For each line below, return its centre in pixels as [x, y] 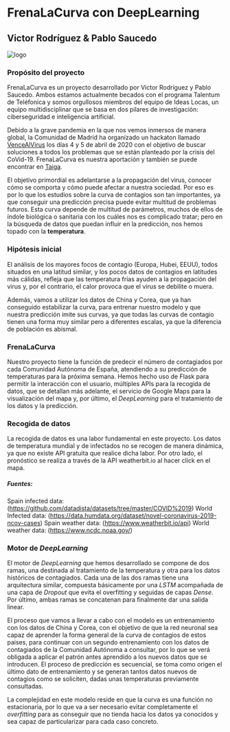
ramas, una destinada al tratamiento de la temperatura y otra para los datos [114, 571]
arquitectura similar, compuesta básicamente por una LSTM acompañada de [115, 585]
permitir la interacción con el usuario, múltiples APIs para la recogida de [109, 383]
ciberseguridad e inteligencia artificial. [61, 117]
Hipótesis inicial [34, 250]
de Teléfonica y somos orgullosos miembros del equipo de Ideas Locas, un [113, 102]
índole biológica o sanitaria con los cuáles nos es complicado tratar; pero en [115, 217]
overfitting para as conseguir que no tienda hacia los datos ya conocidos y [113, 714]
